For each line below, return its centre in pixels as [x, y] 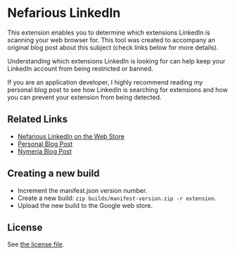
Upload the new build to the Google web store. [85, 205]
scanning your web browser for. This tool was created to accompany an [112, 39]
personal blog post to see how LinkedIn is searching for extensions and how [118, 89]
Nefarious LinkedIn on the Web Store [71, 136]
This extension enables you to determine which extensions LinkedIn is [109, 32]
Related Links [38, 119]
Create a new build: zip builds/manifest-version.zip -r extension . [117, 198]
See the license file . [36, 244]
